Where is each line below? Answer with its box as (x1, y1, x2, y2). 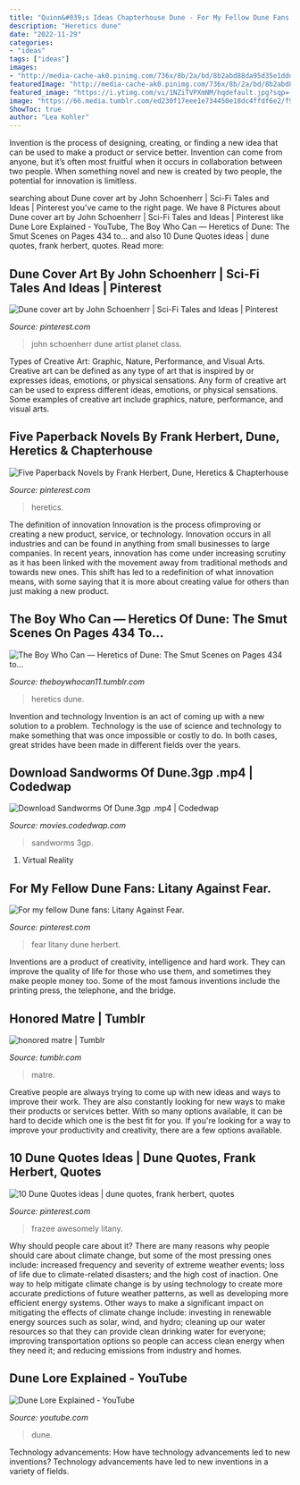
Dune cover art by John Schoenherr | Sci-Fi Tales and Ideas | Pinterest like (9, 212, 284, 223)
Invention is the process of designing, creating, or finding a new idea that (9, 138, 279, 148)
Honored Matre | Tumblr (9, 1011, 146, 1026)
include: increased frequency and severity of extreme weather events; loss (9, 1259, 285, 1270)
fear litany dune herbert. (30, 939, 121, 950)
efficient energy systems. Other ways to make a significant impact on (9, 1297, 264, 1308)
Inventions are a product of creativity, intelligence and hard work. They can (9, 956, 286, 967)
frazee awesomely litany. (30, 1223, 123, 1234)
